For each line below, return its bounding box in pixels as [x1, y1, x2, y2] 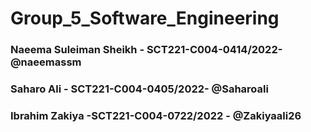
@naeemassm [10, 55, 82, 69]
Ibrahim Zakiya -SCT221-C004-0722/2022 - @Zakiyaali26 [10, 108, 302, 122]
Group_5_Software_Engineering [10, 7, 280, 30]
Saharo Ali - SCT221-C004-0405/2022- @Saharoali [10, 82, 269, 96]
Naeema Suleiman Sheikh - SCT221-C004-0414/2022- [10, 43, 283, 57]
